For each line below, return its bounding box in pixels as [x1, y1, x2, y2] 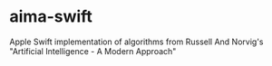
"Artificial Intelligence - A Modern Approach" [9, 45, 177, 56]
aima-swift [9, 6, 93, 27]
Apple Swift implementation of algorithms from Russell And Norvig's [9, 36, 264, 47]
